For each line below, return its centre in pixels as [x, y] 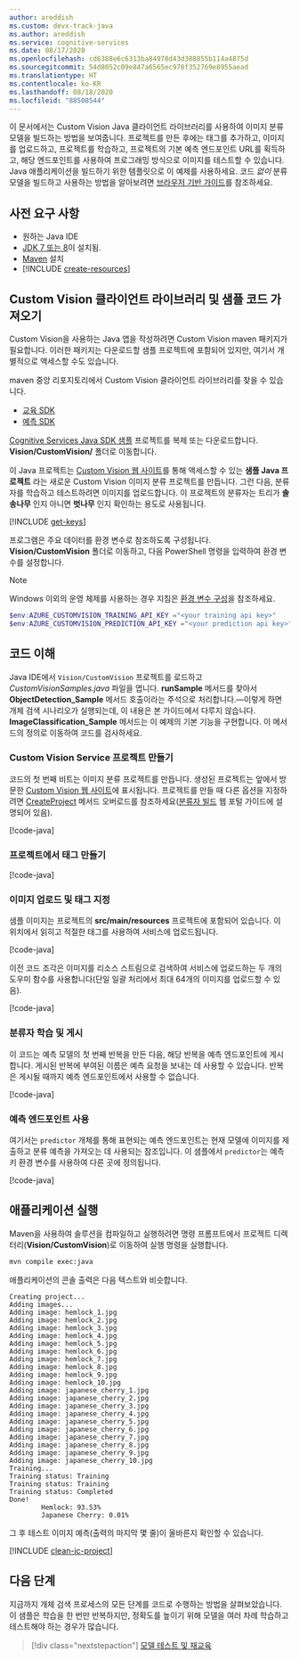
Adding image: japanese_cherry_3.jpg [79, 1406]
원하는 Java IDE [50, 236]
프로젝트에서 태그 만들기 [58, 855]
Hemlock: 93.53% [71, 1507]
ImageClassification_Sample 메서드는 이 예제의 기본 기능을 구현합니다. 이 [140, 721]
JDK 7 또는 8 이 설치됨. [61, 248]
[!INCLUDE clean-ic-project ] [61, 1550]
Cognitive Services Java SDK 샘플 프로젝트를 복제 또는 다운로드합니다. [134, 440]
